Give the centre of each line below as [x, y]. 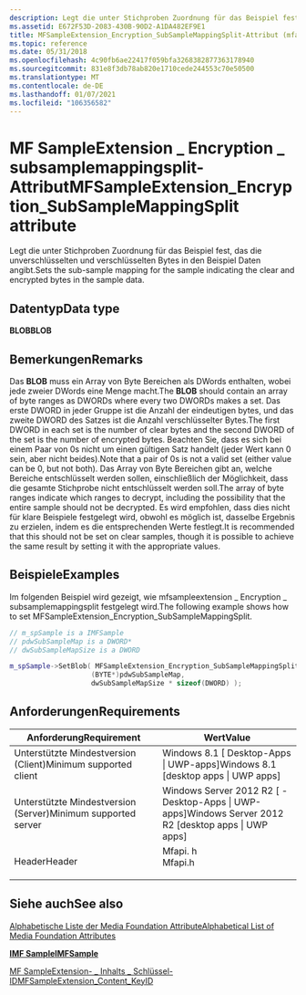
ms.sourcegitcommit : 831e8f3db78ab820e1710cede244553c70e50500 [132, 69]
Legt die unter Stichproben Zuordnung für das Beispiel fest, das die [136, 251]
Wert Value [227, 738]
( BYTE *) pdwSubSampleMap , [138, 675]
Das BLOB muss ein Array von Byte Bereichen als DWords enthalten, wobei [150, 381]
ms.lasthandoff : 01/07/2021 [63, 94]
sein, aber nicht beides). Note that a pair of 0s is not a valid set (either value [151, 458]
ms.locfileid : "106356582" [61, 103]
